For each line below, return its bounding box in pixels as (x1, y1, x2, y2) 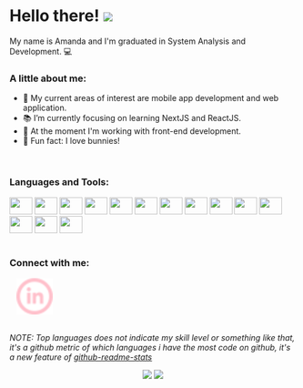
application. (22, 102, 67, 114)
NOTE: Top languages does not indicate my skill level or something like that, (9, 332, 296, 343)
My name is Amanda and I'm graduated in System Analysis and (9, 36, 247, 46)
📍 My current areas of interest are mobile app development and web (22, 93, 279, 104)
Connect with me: (9, 257, 90, 270)
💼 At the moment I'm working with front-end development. (22, 126, 241, 137)
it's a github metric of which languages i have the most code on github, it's (9, 342, 291, 353)
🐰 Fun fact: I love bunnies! (22, 136, 120, 147)
